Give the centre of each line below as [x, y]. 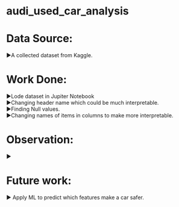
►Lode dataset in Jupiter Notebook [50, 96]
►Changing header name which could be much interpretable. [83, 103]
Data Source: [39, 39]
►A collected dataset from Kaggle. [49, 55]
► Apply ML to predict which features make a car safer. [75, 197]
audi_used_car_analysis [68, 11]
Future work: [39, 181]
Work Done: [37, 80]
